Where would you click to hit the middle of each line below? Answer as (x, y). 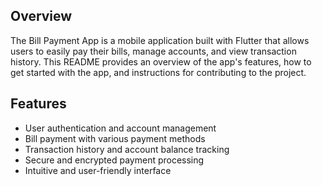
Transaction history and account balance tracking (127, 149)
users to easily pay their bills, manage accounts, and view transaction (153, 51)
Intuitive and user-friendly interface (98, 170)
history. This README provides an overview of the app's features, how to (161, 61)
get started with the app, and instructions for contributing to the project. (158, 72)
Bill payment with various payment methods (115, 138)
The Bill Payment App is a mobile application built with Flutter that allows (160, 40)
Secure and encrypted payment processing (114, 160)
